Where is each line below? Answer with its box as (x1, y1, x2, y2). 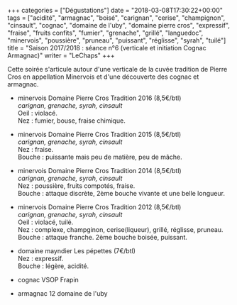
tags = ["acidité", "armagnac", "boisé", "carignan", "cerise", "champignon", (7, 13, 226, 22)
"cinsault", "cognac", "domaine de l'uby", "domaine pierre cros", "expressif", (7, 21, 231, 29)
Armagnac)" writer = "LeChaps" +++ (7, 51, 115, 60)
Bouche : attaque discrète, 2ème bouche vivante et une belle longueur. (17, 189, 226, 197)
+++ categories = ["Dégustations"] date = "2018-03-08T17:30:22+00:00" (7, 6, 224, 14)
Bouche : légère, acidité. (17, 262, 89, 270)
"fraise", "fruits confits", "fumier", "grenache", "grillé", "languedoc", (7, 28, 204, 37)
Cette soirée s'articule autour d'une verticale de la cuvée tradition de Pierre (7, 65, 228, 73)
